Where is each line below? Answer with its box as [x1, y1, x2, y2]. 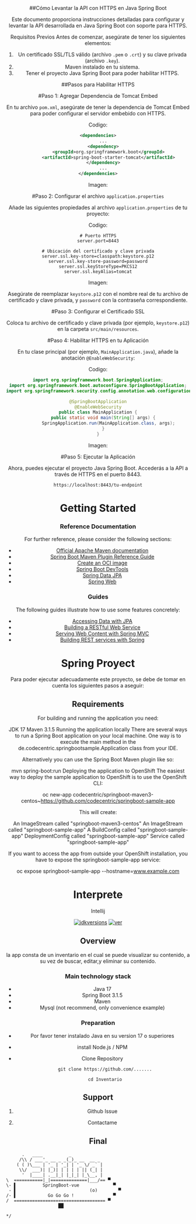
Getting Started [60, 501, 136, 515]
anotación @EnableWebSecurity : [61, 354, 135, 361]
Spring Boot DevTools [76, 566, 129, 573]
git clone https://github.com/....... [58, 1066, 152, 1072]
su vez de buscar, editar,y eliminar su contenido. [40, 958, 156, 965]
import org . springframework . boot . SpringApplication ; [32, 377, 164, 383]
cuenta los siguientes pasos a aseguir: [51, 682, 145, 689]
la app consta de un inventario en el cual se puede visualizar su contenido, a [6, 952, 190, 959]
